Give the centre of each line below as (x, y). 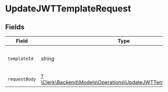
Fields (15, 27)
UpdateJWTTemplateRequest (68, 9)
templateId (20, 58)
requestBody (22, 79)
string (48, 59)
